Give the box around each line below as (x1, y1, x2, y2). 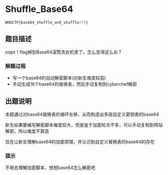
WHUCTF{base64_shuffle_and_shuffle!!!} (5, 20, 88, 25)
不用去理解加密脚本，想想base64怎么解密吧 (5, 165, 95, 171)
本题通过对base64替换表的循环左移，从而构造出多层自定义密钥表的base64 (5, 111, 159, 117)
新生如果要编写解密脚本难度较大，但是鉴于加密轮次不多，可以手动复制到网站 (5, 122, 163, 128)
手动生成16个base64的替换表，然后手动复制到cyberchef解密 (12, 81, 137, 87)
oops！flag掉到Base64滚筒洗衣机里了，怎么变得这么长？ (5, 49, 122, 55)
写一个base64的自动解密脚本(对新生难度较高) (12, 75, 106, 81)
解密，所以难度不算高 (5, 128, 49, 134)
